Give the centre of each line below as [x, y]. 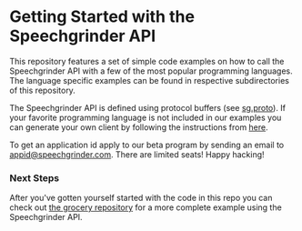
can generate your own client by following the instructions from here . [139, 127]
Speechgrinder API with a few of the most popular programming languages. [151, 71]
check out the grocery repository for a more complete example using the [146, 207]
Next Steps [35, 177]
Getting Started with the [102, 17]
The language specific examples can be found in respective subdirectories [149, 80]
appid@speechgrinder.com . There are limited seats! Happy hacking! [137, 154]
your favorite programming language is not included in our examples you [146, 117]
